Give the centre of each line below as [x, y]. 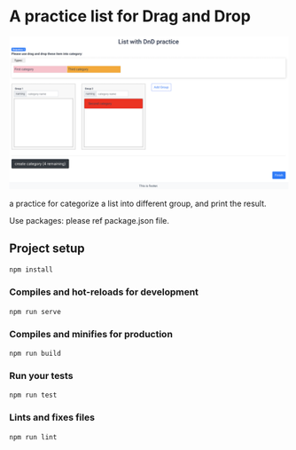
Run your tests [41, 375]
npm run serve [35, 312]
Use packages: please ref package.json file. [90, 220]
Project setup [47, 248]
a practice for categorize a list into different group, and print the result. [138, 203]
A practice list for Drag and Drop [130, 16]
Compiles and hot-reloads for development [104, 292]
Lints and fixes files [52, 417]
